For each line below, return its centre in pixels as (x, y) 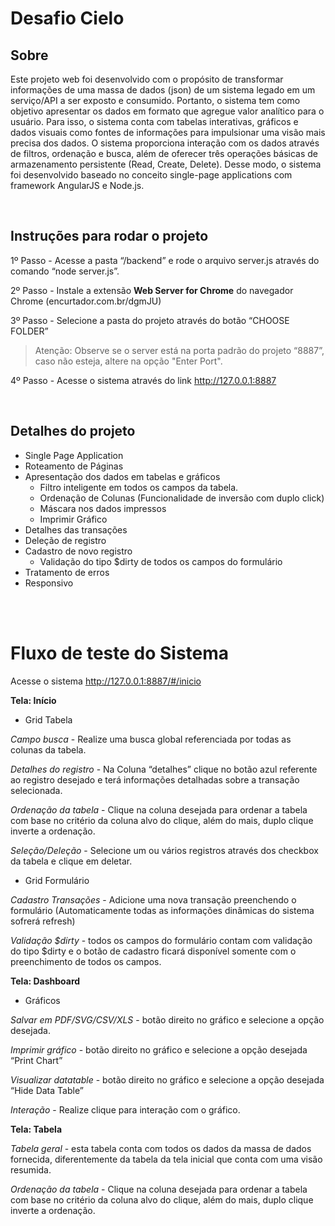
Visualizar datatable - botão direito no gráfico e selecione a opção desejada (167, 1079)
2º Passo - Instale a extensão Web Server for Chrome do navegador (152, 290)
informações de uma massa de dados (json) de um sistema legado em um (163, 90)
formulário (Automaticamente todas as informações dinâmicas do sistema (162, 910)
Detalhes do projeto (73, 431)
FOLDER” (29, 331)
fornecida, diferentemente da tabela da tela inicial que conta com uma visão (166, 1159)
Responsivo (49, 583)
